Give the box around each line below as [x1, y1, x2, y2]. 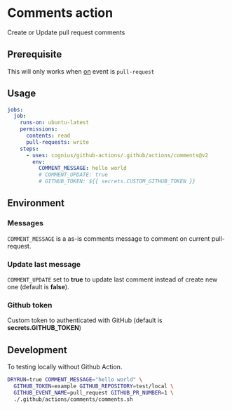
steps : [20, 145, 39, 152]
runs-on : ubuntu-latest [20, 119, 90, 126]
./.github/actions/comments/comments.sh [13, 395, 133, 403]
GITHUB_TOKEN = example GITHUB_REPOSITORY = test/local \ [13, 383, 174, 390]
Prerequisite [7, 48, 62, 60]
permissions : [20, 126, 58, 133]
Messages [7, 218, 44, 228]
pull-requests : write [25, 138, 90, 145]
